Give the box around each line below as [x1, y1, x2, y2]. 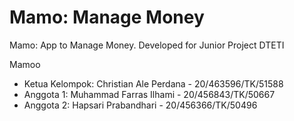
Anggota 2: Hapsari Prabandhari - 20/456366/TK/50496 [23, 99, 258, 111]
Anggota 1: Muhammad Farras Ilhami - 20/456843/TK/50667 [23, 88, 276, 100]
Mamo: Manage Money [9, 6, 205, 29]
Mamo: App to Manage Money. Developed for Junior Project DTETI [9, 39, 285, 51]
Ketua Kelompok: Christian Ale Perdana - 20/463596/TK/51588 [23, 77, 284, 90]
